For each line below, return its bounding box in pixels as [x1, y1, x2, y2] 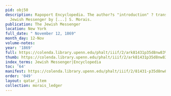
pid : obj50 [5, 7, 28, 13]
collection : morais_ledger [5, 83, 63, 88]
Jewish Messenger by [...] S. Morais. [10, 17, 93, 22]
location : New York [5, 26, 47, 31]
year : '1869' [5, 45, 33, 50]
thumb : [5, 54, 19, 60]
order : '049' [5, 74, 33, 79]
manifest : [5, 69, 26, 74]
